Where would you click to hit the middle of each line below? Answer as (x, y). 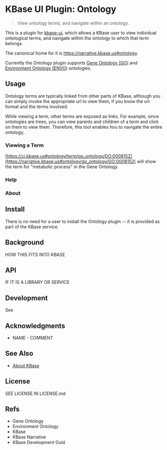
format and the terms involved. (37, 107)
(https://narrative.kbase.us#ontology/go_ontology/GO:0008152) (71, 162)
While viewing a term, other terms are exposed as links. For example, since (82, 116)
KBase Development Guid (39, 442)
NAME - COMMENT (33, 338)
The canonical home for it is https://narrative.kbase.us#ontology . (72, 53)
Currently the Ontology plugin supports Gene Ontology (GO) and (72, 63)
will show (146, 162)
